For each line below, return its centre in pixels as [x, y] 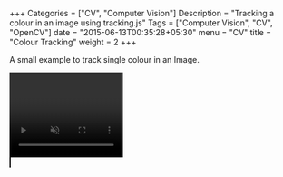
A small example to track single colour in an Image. [104, 59]
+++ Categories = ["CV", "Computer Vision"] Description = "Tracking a [142, 13]
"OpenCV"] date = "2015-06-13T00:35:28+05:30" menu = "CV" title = [141, 32]
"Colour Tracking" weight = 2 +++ [73, 42]
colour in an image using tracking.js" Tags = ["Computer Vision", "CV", [141, 23]
